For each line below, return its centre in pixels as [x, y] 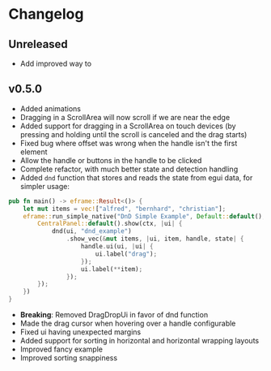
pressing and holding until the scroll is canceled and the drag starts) [133, 134]
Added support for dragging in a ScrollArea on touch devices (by [128, 126]
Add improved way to [55, 63]
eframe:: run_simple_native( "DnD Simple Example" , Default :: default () [143, 216]
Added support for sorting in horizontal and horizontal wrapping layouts [140, 341]
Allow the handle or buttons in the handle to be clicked [111, 160]
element [34, 152]
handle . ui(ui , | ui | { [117, 247]
